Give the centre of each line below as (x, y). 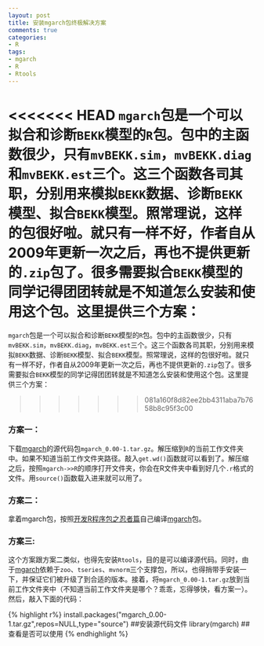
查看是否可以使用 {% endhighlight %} (69, 634)
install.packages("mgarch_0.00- (115, 615)
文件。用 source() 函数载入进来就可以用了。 (77, 478)
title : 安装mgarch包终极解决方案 (58, 23)
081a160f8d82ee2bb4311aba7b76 (199, 400)
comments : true (33, 30)
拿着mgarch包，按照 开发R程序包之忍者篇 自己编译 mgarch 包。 (107, 519)
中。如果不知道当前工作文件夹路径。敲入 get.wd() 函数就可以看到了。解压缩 (128, 458)
